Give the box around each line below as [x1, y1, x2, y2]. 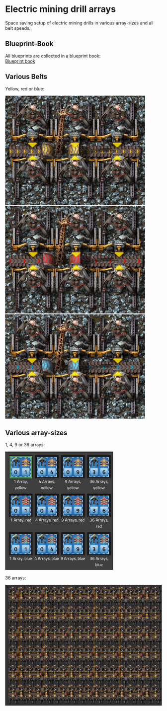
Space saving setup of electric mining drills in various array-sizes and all [5, 20, 154, 26]
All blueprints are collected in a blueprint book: [5, 53, 101, 59]
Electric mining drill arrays [5, 3, 116, 15]
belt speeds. [5, 25, 31, 31]
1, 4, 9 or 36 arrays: [5, 441, 45, 448]
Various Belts [5, 73, 48, 81]
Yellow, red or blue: [5, 85, 45, 91]
